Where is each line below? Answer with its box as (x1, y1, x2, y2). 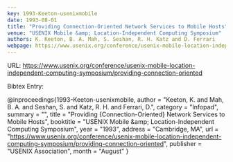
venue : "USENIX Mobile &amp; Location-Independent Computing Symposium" (7, 29, 222, 37)
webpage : (7, 42, 33, 49)
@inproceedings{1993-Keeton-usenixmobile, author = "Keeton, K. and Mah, (7, 96, 224, 104)
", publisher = (163, 140, 202, 147)
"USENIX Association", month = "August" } (7, 147, 129, 155)
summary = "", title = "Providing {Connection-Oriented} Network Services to (7, 110, 225, 118)
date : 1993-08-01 (7, 17, 58, 24)
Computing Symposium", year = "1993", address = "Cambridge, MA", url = (7, 125, 219, 133)
